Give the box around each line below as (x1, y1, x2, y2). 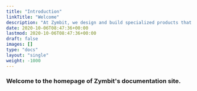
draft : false (6, 36, 38, 42)
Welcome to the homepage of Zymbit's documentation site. (6, 77, 181, 85)
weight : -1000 (6, 58, 41, 63)
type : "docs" (6, 47, 38, 53)
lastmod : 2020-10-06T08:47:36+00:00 (6, 31, 96, 36)
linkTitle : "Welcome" (6, 14, 60, 20)
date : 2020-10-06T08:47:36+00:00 (6, 25, 89, 31)
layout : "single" (6, 52, 49, 58)
